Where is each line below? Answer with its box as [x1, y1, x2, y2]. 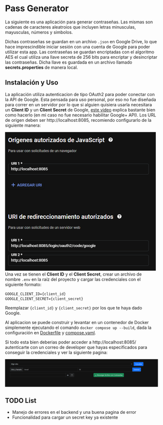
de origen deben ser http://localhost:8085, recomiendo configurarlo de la [5, 117, 152, 123]
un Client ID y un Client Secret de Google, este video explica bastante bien [5, 107, 156, 113]
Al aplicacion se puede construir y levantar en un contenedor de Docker [5, 319, 149, 325]
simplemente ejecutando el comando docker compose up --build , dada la [5, 325, 152, 330]
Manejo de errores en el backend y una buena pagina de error [12, 409, 137, 415]
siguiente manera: [5, 122, 41, 128]
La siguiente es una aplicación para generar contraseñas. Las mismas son [5, 19, 153, 25]
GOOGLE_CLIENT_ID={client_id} [5, 292, 66, 296]
